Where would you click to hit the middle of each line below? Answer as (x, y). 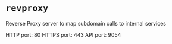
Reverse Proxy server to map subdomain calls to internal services (86, 23)
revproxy (27, 8)
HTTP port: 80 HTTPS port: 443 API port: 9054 (63, 34)
